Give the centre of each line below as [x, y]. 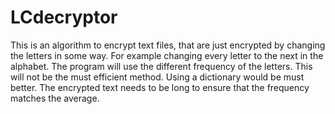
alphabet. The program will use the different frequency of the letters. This [161, 66]
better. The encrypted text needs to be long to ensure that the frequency [160, 87]
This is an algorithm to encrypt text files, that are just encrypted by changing [168, 45]
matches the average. [55, 98]
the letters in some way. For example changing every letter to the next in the [167, 55]
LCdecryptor [64, 17]
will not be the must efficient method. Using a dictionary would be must [157, 77]
